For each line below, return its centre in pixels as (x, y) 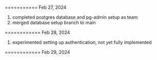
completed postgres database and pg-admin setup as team (75, 17)
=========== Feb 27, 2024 (36, 7)
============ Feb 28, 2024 (37, 32)
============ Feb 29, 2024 (37, 52)
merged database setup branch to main (54, 23)
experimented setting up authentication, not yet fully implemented (82, 42)
